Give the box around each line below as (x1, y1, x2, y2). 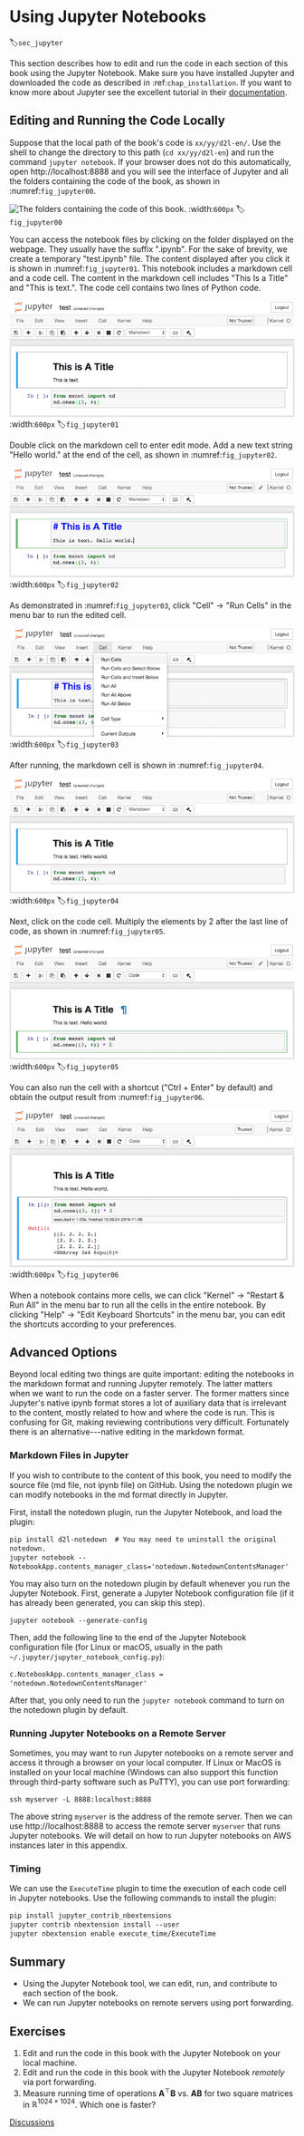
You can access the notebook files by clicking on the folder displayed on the (9, 234, 294, 245)
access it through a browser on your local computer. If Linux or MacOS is (9, 1757, 282, 1768)
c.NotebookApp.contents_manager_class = (9, 1669, 165, 1678)
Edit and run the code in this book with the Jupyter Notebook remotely (22, 2066, 285, 2077)
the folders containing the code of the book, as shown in (9, 175, 220, 187)
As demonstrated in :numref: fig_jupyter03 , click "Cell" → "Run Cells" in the (9, 600, 292, 611)
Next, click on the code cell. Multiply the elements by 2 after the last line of (9, 916, 289, 927)
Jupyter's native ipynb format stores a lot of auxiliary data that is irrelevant (9, 1397, 287, 1408)
